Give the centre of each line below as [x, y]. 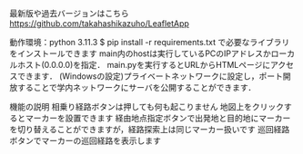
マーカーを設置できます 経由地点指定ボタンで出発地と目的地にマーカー [158, 118]
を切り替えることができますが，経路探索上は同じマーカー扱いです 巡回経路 [150, 129]
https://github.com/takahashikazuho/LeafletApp [99, 24]
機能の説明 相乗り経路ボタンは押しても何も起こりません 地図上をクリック [147, 106]
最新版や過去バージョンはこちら [69, 13]
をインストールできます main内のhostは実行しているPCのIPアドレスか [140, 53]
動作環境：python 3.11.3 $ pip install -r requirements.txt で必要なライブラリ [150, 42]
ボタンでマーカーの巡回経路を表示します [85, 140]
